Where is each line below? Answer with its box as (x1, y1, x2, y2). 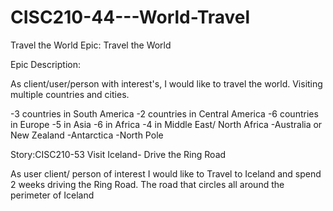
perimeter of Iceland (10, 189, 95, 201)
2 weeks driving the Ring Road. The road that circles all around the (10, 178, 285, 190)
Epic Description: (10, 58, 82, 70)
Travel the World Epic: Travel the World (10, 39, 172, 51)
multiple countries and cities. (10, 88, 130, 100)
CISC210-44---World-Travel (10, 6, 251, 29)
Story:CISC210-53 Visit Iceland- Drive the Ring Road (10, 148, 227, 160)
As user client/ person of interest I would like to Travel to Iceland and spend (10, 167, 322, 180)
